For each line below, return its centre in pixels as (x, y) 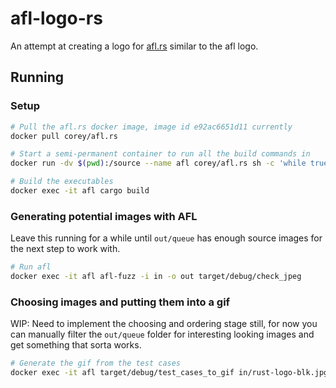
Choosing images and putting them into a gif (120, 302)
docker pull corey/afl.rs (64, 136)
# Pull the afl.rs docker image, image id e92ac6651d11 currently (151, 127)
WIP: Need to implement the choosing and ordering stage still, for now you (164, 324)
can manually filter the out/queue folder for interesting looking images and (162, 334)
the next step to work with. (65, 249)
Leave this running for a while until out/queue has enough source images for (166, 238)
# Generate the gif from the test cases (96, 363)
